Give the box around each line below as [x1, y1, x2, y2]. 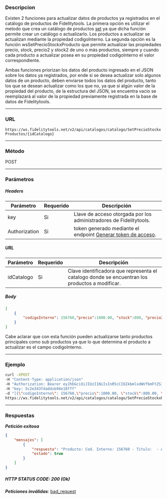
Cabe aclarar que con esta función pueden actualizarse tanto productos [5, 334, 153, 340]
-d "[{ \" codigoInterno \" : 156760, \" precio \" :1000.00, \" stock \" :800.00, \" [5, 391, 166, 396]
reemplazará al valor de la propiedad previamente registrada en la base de [5, 93, 158, 99]
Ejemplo [5, 361, 25, 368]
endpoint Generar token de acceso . [74, 231, 157, 238]
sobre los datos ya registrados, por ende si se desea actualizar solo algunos [5, 72, 161, 78]
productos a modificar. [68, 280, 121, 286]
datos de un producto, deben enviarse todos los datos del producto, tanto [5, 77, 157, 83]
